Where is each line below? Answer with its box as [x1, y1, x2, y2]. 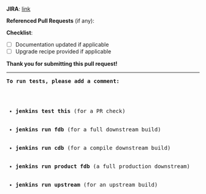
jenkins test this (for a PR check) [15, 107, 126, 115]
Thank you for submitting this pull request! [6, 60, 118, 68]
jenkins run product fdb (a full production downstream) [15, 163, 190, 170]
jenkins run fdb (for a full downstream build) [15, 126, 161, 133]
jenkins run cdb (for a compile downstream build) [15, 144, 171, 152]
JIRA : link [6, 6, 31, 12]
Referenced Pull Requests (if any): [6, 17, 95, 24]
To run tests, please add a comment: [6, 78, 120, 85]
